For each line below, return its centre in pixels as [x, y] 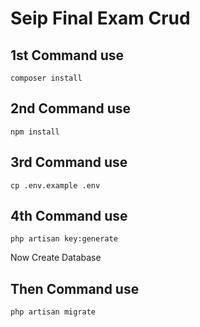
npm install [35, 132]
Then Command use [75, 288]
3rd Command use [69, 162]
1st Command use [67, 55]
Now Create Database [56, 258]
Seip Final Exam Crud [100, 18]
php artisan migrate [53, 312]
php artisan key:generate [64, 239]
